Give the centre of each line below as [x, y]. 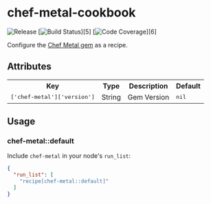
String [111, 97]
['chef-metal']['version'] [53, 97]
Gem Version [148, 97]
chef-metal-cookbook [71, 13]
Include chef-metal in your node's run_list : [69, 156]
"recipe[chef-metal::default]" [64, 181]
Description [148, 86]
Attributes [29, 67]
